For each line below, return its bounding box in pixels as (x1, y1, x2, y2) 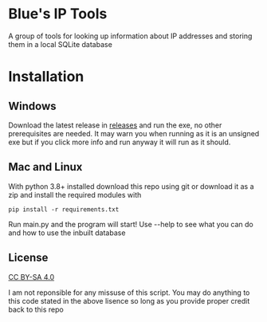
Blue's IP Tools (8, 5, 108, 23)
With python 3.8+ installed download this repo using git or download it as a (8, 181, 254, 191)
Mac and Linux (8, 160, 83, 174)
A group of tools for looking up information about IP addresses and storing (8, 31, 253, 41)
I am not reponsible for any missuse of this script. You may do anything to (8, 288, 250, 297)
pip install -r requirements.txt (8, 205, 120, 214)
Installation (8, 68, 84, 86)
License (8, 251, 49, 265)
